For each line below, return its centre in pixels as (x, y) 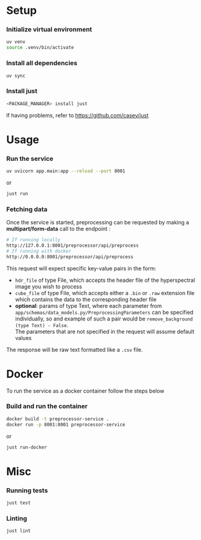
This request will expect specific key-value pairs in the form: (81, 268)
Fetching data (27, 209)
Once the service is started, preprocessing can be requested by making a (98, 223)
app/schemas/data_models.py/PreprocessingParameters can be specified (104, 312)
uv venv (16, 42)
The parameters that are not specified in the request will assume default (105, 331)
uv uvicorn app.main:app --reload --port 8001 (66, 171)
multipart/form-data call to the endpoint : (58, 229)
